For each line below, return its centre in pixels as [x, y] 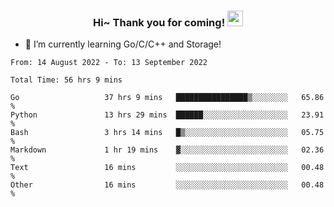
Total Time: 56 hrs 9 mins [66, 80]
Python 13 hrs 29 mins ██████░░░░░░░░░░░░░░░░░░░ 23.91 [167, 115]
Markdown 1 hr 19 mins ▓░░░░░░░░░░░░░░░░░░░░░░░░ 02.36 [167, 150]
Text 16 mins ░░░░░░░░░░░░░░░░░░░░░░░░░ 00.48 [167, 168]
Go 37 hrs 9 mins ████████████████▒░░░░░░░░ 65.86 [167, 98]
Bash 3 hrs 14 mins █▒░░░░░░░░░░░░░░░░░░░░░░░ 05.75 [167, 133]
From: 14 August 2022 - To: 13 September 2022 [109, 63]
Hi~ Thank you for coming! [159, 22]
